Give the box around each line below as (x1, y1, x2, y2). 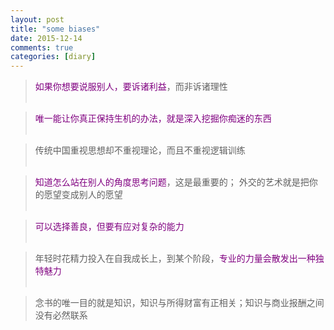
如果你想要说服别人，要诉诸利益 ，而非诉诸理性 (34, 81, 228, 93)
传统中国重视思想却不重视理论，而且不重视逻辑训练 (34, 144, 246, 156)
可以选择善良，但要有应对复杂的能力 (34, 221, 185, 233)
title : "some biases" (10, 24, 101, 34)
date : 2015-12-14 (10, 33, 83, 43)
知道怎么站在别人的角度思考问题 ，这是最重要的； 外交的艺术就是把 (34, 176, 310, 188)
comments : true (10, 42, 74, 53)
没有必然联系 (34, 309, 88, 321)
